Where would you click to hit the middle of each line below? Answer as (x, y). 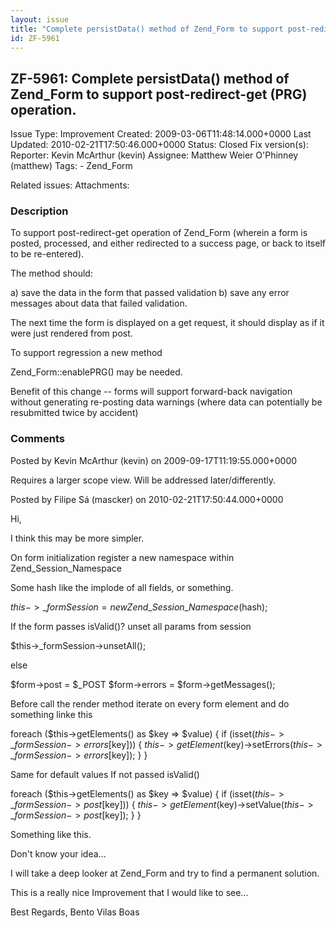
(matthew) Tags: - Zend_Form (71, 166)
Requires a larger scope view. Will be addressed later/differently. (143, 480)
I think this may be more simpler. (77, 538)
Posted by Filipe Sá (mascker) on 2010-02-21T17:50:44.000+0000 (147, 499)
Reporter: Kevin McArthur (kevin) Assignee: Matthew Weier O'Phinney (154, 155)
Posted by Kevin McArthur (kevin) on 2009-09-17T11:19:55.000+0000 (154, 460)
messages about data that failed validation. (99, 303)
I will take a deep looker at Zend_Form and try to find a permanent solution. (165, 873)
